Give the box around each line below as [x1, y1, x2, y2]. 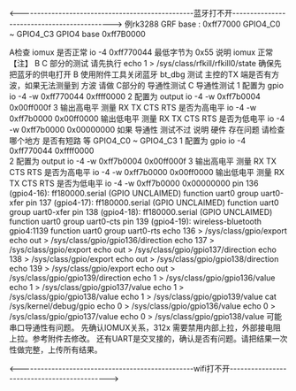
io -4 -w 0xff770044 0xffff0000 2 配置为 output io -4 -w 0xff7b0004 [9, 91, 261, 102]
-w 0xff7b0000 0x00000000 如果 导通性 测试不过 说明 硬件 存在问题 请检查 [9, 125, 285, 134]
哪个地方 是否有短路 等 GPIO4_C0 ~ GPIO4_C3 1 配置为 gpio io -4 [9, 135, 246, 146]
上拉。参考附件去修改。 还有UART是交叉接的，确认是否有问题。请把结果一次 [9, 333, 288, 343]
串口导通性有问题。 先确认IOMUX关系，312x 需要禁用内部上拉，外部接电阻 [9, 322, 281, 333]
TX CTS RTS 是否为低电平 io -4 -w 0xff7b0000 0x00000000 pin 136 [9, 178, 259, 188]
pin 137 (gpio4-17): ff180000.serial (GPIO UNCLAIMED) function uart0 [26, 197, 280, 208]
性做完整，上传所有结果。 [9, 344, 102, 355]
